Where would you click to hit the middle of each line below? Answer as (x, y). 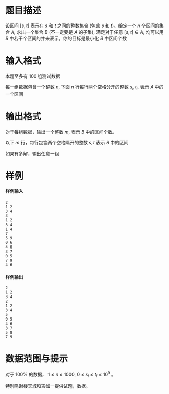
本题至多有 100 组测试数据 (33, 76)
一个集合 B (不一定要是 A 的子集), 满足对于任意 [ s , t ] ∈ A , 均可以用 (95, 32)
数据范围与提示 (37, 359)
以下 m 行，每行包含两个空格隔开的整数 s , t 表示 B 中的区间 (67, 142)
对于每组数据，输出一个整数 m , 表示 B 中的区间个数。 (61, 132)
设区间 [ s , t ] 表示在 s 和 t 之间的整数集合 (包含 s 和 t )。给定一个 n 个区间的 (82, 26)
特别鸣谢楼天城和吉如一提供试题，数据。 (48, 386)
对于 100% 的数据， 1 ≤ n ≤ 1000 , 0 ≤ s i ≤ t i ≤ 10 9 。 (61, 374)
